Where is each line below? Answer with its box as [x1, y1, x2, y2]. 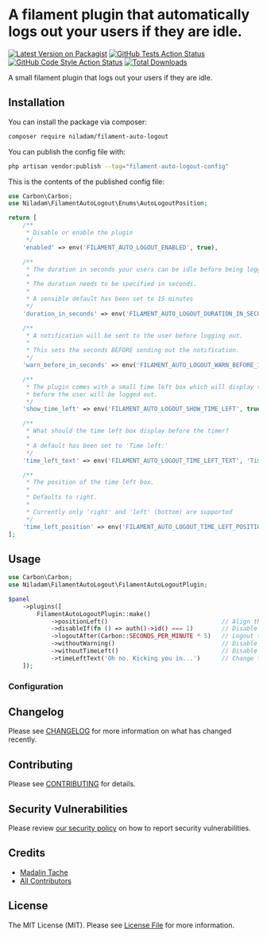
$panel [8, 595, 30, 603]
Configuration [8, 680, 64, 692]
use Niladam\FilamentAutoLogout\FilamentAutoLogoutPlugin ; [8, 581, 208, 589]
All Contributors [19, 876, 72, 885]
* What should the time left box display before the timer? [25, 427, 229, 435]
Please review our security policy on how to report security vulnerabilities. [8, 823, 251, 833]
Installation [8, 96, 65, 109]
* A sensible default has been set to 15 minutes [25, 295, 194, 303]
